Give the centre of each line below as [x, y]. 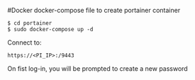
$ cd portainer [30, 23]
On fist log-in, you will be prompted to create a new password [97, 69]
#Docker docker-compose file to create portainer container [94, 10]
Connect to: [24, 42]
